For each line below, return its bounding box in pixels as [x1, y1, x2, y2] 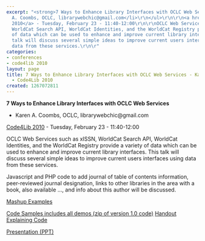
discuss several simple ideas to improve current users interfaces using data [6, 155, 196, 162]
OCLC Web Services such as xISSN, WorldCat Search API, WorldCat [6, 135, 178, 143]
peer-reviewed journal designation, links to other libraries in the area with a [6, 180, 195, 187]
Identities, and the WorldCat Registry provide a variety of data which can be [6, 142, 197, 149]
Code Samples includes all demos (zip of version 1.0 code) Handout [6, 210, 177, 217]
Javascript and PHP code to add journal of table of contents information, [6, 173, 189, 180]
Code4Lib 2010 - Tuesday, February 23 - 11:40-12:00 [6, 124, 140, 130]
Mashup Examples [6, 198, 53, 205]
